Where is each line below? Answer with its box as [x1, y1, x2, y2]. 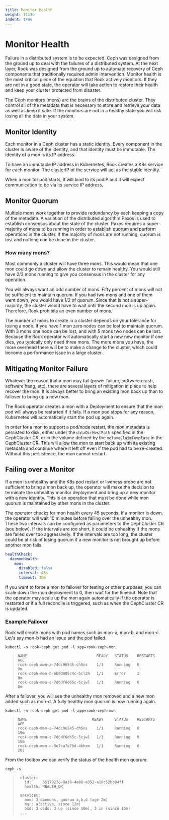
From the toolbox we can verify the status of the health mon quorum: [5, 757, 148, 763]
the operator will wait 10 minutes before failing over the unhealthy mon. [5, 515, 152, 521]
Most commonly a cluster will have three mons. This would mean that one [5, 260, 158, 267]
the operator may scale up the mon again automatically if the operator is [5, 595, 155, 601]
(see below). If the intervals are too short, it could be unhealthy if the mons [5, 526, 160, 532]
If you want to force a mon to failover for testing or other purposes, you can [5, 584, 162, 590]
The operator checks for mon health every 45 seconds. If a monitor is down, [5, 510, 163, 516]
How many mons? [5, 249, 50, 256]
